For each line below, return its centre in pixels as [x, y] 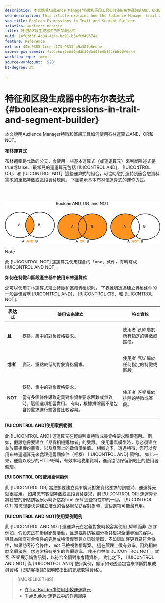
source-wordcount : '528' [30, 62]
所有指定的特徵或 [140, 336]
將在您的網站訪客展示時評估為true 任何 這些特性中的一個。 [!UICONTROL [79, 500]
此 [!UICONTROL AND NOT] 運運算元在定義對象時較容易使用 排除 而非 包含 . [82, 527]
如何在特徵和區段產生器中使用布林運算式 [46, 278]
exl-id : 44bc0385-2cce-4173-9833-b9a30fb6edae [54, 47]
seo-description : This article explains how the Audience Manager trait [81, 15]
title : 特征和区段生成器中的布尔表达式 [40, 31]
